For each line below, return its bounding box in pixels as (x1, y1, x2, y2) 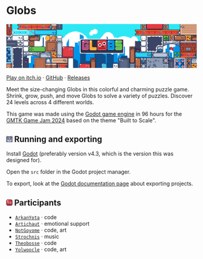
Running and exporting (14, 134, 103, 144)
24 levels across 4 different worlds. (6, 98, 95, 106)
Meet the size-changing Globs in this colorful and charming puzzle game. (6, 85, 189, 93)
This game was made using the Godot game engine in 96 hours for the (6, 110, 182, 117)
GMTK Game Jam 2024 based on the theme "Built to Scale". (6, 116, 156, 124)
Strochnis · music (14, 233, 59, 240)
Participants (14, 197, 62, 208)
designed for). (6, 157, 42, 164)
